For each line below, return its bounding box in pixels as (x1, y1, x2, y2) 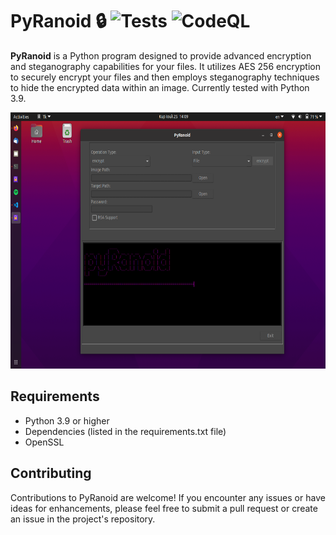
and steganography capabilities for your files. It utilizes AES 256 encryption (10, 60, 322, 72)
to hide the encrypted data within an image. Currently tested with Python (10, 81, 310, 93)
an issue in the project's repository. (10, 513, 156, 525)
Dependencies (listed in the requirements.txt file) (24, 425, 227, 437)
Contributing (10, 465, 92, 482)
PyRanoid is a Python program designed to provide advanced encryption (10, 49, 312, 62)
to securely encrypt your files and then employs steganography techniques (10, 71, 320, 83)
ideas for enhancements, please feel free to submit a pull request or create (10, 502, 318, 514)
